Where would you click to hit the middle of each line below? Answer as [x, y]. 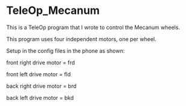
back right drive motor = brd [41, 86]
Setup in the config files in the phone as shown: [66, 51]
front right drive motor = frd [41, 62]
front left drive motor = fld [39, 74]
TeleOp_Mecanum [53, 11]
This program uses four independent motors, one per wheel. [82, 39]
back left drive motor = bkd [40, 98]
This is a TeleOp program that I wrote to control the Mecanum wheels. [93, 27]
